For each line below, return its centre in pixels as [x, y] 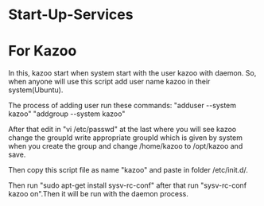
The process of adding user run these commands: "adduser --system [122, 106]
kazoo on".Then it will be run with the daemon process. [99, 194]
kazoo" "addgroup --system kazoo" [67, 114]
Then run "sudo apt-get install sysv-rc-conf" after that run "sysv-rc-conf [128, 185]
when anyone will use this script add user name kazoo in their [109, 82]
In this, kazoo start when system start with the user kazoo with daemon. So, [132, 73]
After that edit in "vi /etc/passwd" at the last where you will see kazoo [122, 130]
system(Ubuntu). [36, 90]
